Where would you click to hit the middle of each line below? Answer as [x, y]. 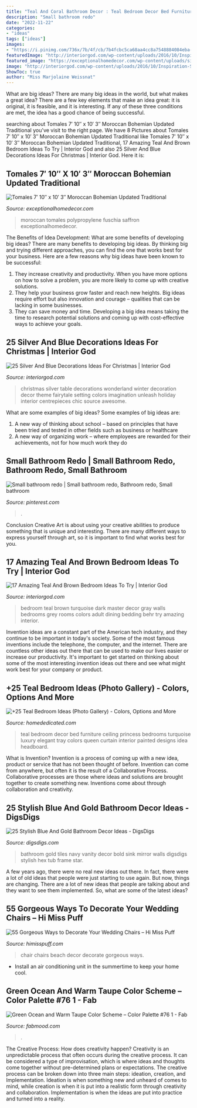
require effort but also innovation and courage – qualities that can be [97, 299]
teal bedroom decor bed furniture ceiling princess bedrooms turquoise [106, 734]
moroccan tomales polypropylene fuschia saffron [80, 220]
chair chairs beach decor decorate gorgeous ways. [82, 955]
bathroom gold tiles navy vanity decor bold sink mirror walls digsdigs [104, 854]
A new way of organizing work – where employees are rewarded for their [102, 436]
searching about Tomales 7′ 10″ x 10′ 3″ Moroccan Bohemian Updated [90, 124]
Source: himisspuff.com [35, 943]
